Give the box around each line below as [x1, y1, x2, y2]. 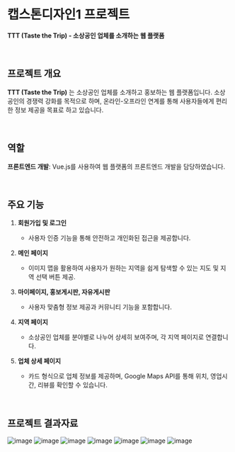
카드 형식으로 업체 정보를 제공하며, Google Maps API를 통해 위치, [28, 372, 209, 380]
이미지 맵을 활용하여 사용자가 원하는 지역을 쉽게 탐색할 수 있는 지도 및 [28, 264, 219, 273]
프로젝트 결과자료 [7, 417, 79, 429]
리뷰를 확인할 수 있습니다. [38, 380, 108, 390]
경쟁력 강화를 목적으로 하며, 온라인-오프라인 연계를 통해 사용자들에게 [25, 96, 214, 105]
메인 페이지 [17, 249, 48, 257]
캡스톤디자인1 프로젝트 [7, 6, 130, 23]
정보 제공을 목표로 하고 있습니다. [14, 106, 104, 114]
